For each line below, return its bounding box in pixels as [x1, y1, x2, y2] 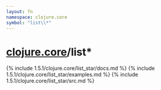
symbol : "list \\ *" [6, 20, 51, 25]
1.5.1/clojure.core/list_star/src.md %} [6, 78, 95, 85]
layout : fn [6, 8, 33, 15]
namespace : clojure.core [6, 14, 67, 20]
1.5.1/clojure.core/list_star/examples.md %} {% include [6, 71, 139, 78]
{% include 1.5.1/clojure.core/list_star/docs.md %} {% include [6, 65, 155, 72]
